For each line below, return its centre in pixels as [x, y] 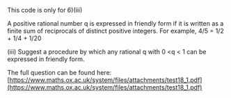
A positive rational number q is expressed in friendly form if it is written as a [115, 23]
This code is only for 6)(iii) [45, 10]
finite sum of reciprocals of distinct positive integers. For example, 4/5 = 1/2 [115, 31]
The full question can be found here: [59, 73]
